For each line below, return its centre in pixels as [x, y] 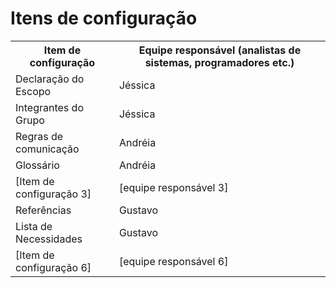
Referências [43, 210]
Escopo [33, 91]
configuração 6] [53, 267]
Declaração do [50, 79]
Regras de [39, 136]
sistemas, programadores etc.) [219, 62]
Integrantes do [49, 107]
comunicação [47, 149]
